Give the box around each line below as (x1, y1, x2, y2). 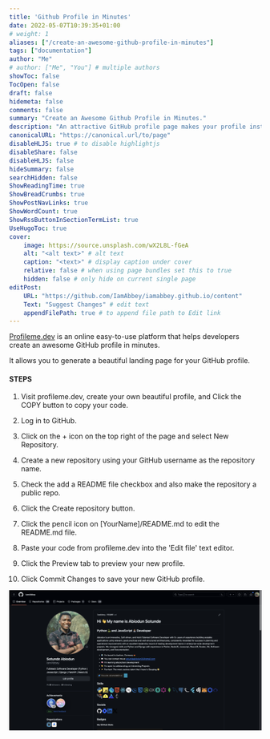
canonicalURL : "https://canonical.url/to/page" (9, 131, 171, 139)
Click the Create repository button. (20, 503, 135, 513)
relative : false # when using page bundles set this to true (23, 267, 232, 275)
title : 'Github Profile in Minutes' (9, 13, 131, 21)
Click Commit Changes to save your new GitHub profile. (20, 574, 205, 584)
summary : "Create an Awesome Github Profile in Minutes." (9, 115, 207, 123)
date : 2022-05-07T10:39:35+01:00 (9, 21, 121, 30)
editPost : (9, 283, 42, 292)
